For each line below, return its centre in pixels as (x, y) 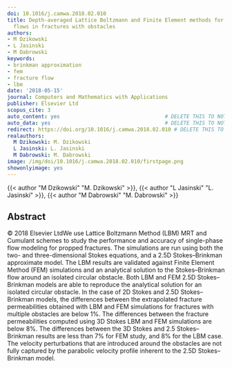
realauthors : (26, 136)
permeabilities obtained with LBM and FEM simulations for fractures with (110, 307)
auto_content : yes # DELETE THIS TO (111, 116)
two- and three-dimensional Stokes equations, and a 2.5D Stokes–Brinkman (115, 255)
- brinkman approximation (44, 65)
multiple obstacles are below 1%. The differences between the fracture (108, 314)
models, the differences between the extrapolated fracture (119, 300)
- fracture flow (30, 78)
